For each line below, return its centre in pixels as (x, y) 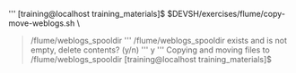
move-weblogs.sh (42, 23)
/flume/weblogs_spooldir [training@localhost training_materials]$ (151, 59)
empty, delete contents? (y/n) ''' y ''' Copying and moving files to (150, 50)
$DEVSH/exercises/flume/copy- (226, 14)
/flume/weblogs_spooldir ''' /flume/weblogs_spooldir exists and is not (159, 41)
